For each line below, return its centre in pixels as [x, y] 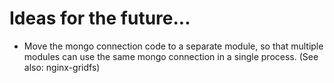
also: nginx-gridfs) [62, 67]
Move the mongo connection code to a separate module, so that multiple [173, 46]
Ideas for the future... [100, 18]
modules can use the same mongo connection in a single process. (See [171, 56]
